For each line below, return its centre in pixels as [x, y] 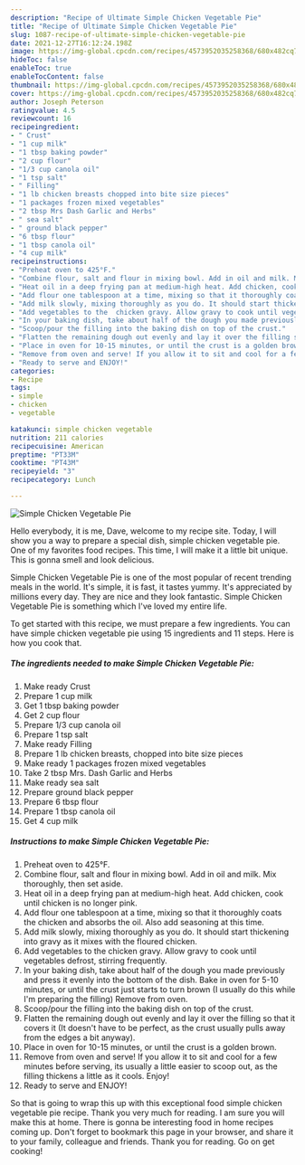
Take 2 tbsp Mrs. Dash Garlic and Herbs [98, 772]
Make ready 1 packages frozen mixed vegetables [114, 763]
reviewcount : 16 [41, 118]
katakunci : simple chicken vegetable [81, 429]
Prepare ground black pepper [78, 791]
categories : [33, 371]
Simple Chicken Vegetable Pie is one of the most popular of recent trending [151, 577]
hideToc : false [39, 60]
